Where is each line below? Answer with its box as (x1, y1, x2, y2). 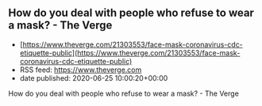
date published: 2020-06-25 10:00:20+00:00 (19, 73, 168, 82)
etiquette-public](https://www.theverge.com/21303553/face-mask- (19, 47, 241, 58)
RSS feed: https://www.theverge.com (19, 65, 142, 74)
